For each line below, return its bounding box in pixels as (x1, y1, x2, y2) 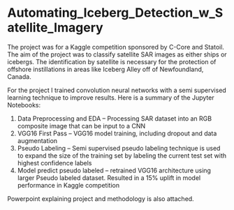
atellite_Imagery (7, 20, 103, 36)
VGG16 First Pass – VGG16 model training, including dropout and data (17, 129, 217, 137)
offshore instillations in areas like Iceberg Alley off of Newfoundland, (7, 65, 204, 73)
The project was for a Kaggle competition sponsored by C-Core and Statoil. (7, 43, 225, 51)
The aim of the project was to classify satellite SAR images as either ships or (7, 50, 227, 59)
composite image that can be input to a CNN (17, 121, 145, 130)
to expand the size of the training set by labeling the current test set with (17, 151, 227, 160)
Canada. (7, 72, 31, 81)
